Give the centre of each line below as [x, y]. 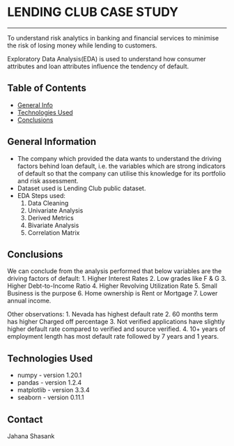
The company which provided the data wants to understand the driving [119, 158]
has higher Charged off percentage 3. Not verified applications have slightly [116, 322]
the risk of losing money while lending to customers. [82, 45]
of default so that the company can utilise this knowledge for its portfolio [122, 173]
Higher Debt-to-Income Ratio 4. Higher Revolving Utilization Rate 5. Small [112, 286]
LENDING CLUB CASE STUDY [93, 12]
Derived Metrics [51, 217]
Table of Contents [47, 88]
